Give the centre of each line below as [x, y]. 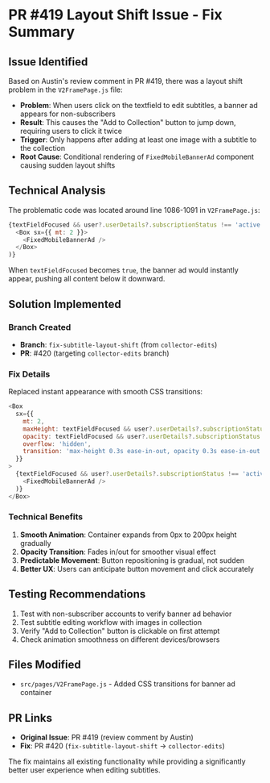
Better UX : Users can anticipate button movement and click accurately [137, 569]
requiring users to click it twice [71, 131]
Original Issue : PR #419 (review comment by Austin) [107, 737]
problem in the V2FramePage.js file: [65, 90]
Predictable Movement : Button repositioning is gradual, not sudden [132, 560]
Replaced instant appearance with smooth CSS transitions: [106, 392]
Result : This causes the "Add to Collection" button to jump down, [128, 122]
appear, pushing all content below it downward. [87, 279]
